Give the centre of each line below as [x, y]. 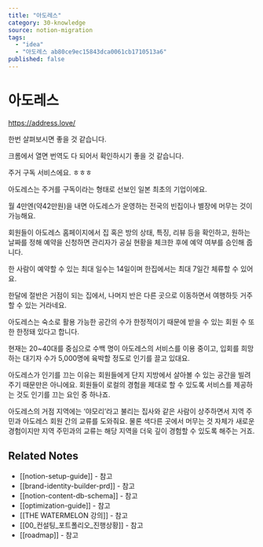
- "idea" [29, 45]
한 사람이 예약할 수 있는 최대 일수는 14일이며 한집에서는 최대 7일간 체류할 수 [124, 269]
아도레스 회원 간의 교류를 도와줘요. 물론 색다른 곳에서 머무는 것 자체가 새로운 [139, 420]
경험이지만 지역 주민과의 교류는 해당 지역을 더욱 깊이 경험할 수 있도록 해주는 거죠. [131, 431]
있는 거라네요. [46, 305]
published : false [37, 60]
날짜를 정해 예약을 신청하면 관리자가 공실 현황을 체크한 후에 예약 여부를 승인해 [126, 242]
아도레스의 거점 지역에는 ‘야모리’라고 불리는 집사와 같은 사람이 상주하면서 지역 [126, 411]
